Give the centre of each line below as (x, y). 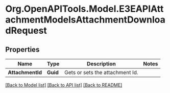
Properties (22, 49)
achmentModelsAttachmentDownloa (86, 20)
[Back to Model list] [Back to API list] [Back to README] (64, 85)
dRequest (26, 31)
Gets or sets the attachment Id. (102, 72)
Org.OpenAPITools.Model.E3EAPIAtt (84, 9)
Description (101, 64)
